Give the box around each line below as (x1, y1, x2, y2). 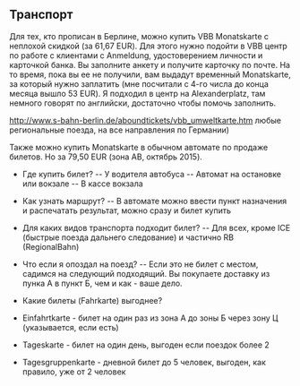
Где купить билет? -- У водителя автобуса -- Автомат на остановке (21, 168, 282, 179)
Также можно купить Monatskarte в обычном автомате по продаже (9, 142, 269, 152)
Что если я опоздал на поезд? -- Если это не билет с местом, (21, 259, 259, 270)
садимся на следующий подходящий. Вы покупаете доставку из (21, 268, 270, 279)
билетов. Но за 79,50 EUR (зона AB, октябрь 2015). (9, 151, 203, 162)
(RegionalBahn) (21, 241, 80, 252)
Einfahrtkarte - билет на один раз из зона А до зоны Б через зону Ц (21, 313, 279, 323)
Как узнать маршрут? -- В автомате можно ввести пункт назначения (21, 195, 287, 206)
